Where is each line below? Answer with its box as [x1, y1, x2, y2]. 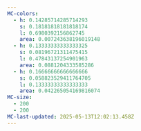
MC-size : [7, 94, 32, 101]
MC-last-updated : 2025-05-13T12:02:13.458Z [7, 113, 135, 120]
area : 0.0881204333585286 [19, 62, 95, 69]
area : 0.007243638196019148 [19, 36, 100, 43]
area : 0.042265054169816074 [19, 87, 100, 94]
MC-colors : [7, 10, 39, 17]
